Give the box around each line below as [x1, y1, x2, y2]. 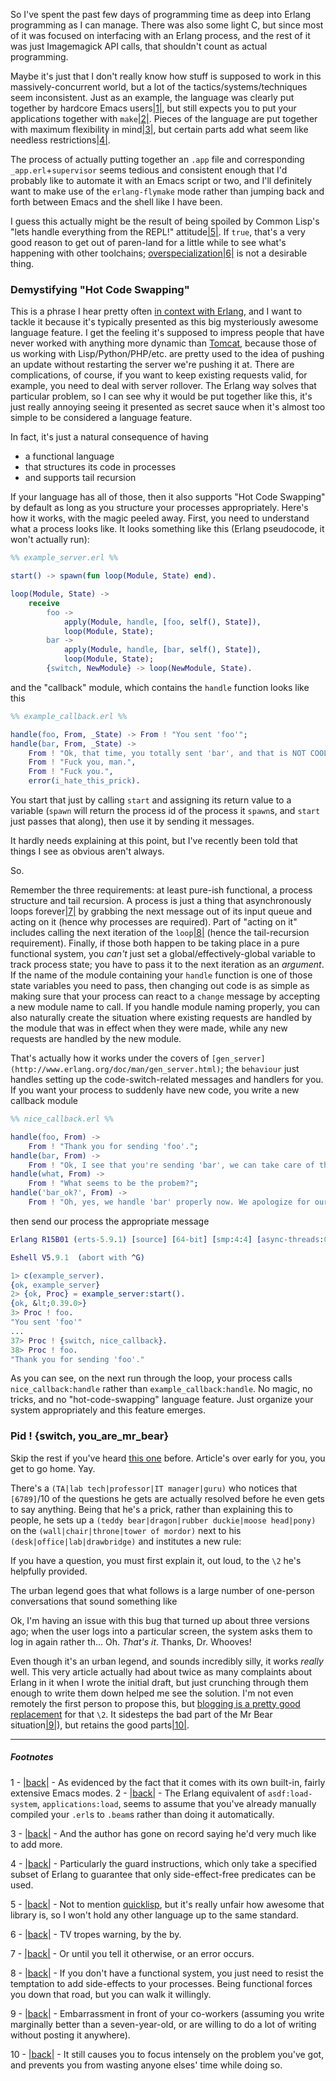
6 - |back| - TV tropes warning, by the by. [10, 1928, 182, 1940]
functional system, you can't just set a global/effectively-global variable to [10, 948, 316, 960]
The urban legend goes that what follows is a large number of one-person [10, 1584, 315, 1596]
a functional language [24, 450, 115, 463]
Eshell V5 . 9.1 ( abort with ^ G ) [10, 1252, 145, 1263]
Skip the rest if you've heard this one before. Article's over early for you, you [10, 1452, 326, 1464]
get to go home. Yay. [10, 1462, 96, 1474]
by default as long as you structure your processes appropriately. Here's [10, 502, 309, 514]
